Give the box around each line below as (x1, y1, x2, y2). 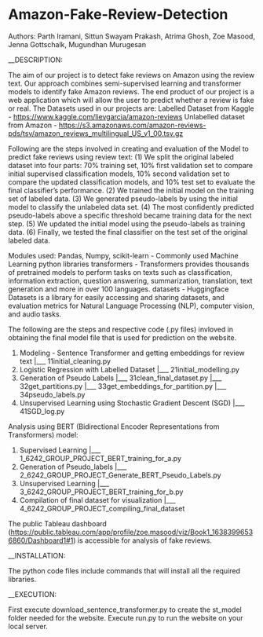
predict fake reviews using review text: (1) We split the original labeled (8, 152, 234, 162)
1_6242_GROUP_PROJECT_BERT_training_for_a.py (19, 453, 182, 463)
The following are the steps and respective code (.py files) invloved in (8, 324, 234, 334)
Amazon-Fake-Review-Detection (8, 5, 228, 24)
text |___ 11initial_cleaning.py (19, 356, 111, 366)
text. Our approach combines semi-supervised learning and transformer (8, 79, 242, 88)
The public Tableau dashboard (8, 518, 108, 528)
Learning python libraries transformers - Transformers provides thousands (8, 259, 250, 269)
